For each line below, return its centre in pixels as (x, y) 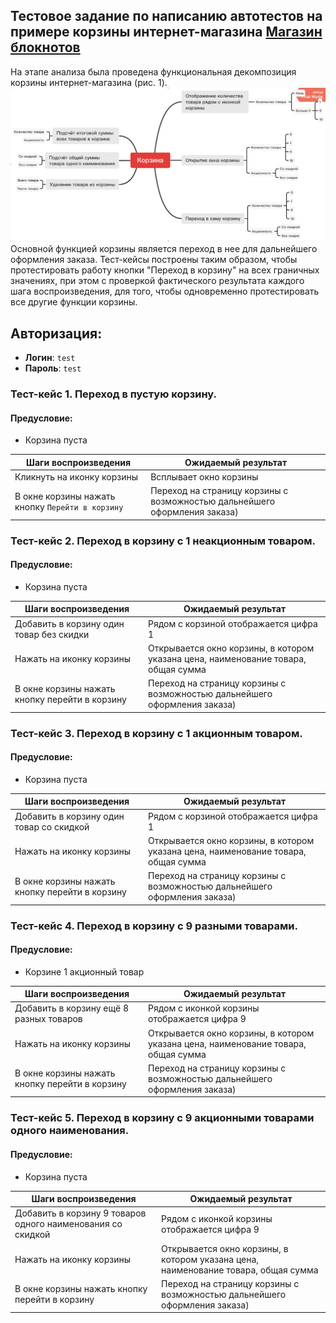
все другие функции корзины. (74, 302)
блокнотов (45, 47)
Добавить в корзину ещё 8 (71, 1008)
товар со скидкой (52, 826)
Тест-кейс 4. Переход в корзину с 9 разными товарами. (154, 926)
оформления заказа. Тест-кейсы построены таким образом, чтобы (154, 260)
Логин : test (50, 358)
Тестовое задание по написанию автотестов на (166, 16)
